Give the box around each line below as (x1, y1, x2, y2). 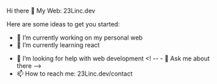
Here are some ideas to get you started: (6, 20, 121, 28)
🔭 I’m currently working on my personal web (16, 33, 143, 42)
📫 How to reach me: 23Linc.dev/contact (16, 69, 133, 78)
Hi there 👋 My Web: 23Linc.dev (6, 7, 96, 15)
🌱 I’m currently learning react (16, 41, 100, 49)
